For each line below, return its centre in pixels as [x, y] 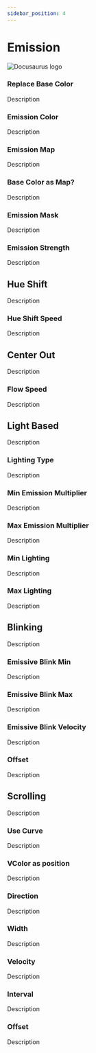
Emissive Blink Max [40, 694]
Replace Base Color [40, 84]
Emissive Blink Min [39, 661]
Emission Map [31, 150]
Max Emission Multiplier [48, 525]
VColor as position [38, 863]
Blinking [25, 627]
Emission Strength [38, 248]
